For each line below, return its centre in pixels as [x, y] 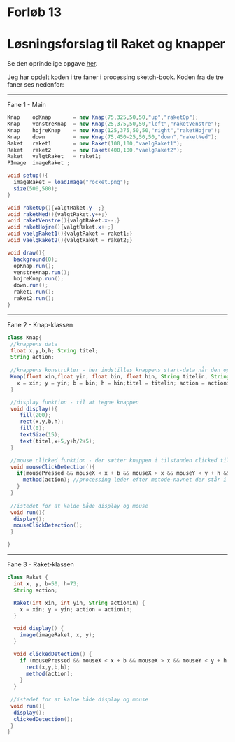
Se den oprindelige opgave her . [52, 64]
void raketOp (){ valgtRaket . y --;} [56, 208]
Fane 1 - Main [27, 105]
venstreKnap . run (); [42, 272]
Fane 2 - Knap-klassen [40, 324]
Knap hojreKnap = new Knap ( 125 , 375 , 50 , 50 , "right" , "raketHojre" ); [114, 130]
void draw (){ [26, 252]
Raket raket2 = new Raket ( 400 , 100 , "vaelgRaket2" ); [95, 150]
